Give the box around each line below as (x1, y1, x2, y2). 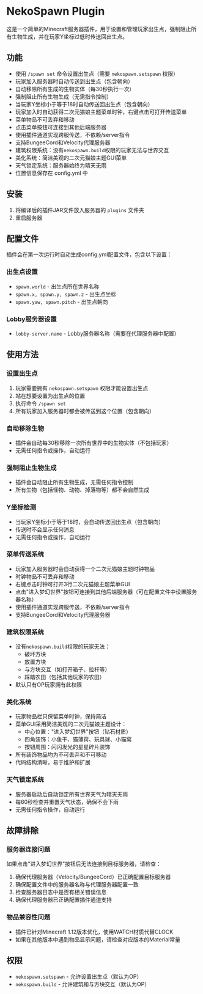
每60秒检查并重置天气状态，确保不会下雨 (15, 798, 119, 805)
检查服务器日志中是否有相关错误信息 (15, 888, 107, 896)
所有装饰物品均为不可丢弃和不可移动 (15, 751, 107, 759)
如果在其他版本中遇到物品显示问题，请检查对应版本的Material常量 (15, 935, 180, 943)
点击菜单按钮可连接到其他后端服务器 (15, 123, 107, 131)
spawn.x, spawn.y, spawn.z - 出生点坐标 (15, 290, 117, 298)
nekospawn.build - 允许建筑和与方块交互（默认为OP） (15, 980, 150, 988)
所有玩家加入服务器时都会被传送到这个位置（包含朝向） (15, 407, 155, 414)
